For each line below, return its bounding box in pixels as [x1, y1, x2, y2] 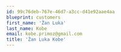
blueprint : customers [6, 14, 61, 20]
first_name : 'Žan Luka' [6, 20, 67, 26]
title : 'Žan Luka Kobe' [6, 36, 67, 42]
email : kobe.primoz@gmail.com [6, 31, 83, 37]
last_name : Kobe [6, 25, 47, 32]
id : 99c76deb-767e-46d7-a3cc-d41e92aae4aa [6, 8, 115, 15]
